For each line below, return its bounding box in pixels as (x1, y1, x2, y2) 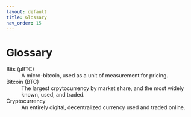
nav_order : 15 (6, 20, 42, 26)
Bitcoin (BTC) (6, 79, 39, 86)
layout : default (6, 8, 47, 15)
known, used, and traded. (21, 91, 85, 98)
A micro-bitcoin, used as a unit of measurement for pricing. (21, 72, 169, 79)
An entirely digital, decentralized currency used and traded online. (21, 104, 186, 111)
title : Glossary (6, 14, 47, 20)
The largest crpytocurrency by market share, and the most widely (21, 85, 184, 92)
